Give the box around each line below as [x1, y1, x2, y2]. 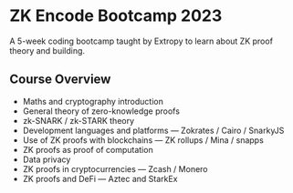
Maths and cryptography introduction [22, 96, 164, 107]
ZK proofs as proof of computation [22, 144, 153, 155]
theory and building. [9, 45, 85, 56]
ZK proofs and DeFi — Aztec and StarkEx [22, 173, 178, 184]
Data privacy [22, 154, 71, 165]
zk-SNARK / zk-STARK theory [22, 115, 135, 126]
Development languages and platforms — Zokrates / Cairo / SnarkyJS [22, 125, 285, 136]
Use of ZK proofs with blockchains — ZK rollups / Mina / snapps [22, 134, 265, 146]
